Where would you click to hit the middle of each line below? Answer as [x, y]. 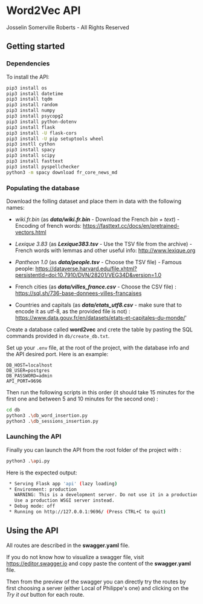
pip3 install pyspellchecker [43, 167]
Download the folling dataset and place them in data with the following [94, 201]
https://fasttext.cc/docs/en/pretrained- [131, 225]
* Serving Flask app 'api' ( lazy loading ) [63, 483]
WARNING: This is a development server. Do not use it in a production [106, 495]
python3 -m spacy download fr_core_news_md [62, 172]
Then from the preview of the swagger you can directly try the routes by [96, 582]
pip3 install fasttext [35, 161]
